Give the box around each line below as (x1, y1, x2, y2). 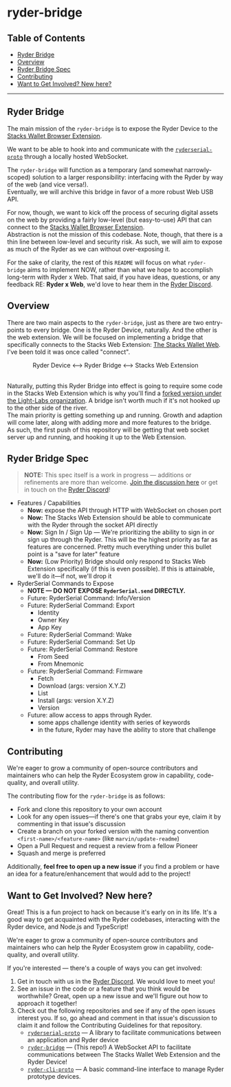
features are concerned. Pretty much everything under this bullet (27, 542, 212, 551)
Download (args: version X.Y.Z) (37, 682, 126, 690)
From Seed (37, 653, 69, 661)
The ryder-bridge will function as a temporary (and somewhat (7, 165, 184, 173)
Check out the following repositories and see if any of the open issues (16, 1006, 216, 1015)
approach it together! (16, 1000, 78, 1008)
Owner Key (37, 616, 69, 624)
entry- (205, 318, 223, 326)
